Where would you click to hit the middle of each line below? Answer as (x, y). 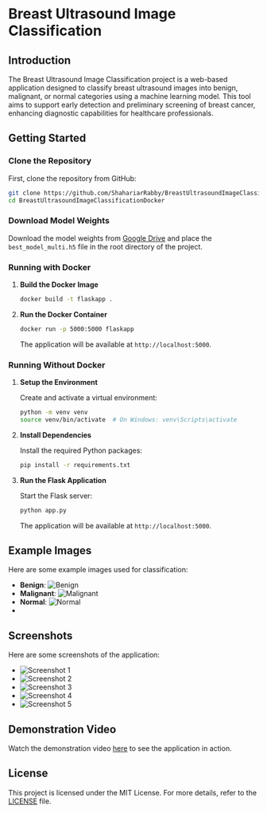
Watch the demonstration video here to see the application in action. (120, 748)
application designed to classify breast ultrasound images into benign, (123, 88)
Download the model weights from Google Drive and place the (110, 238)
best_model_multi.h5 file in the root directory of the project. (105, 246)
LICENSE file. (30, 801)
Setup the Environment (58, 383)
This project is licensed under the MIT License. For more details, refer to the (132, 792)
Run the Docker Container (63, 314)
